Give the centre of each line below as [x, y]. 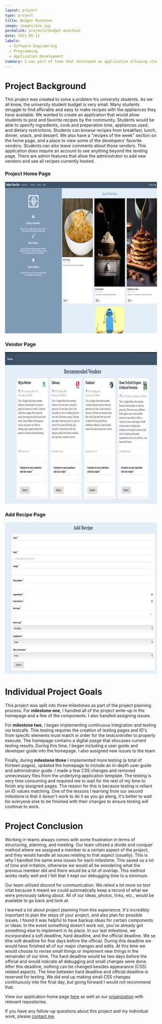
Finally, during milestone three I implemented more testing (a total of [74, 760]
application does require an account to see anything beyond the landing [76, 151]
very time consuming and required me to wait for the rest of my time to [75, 781]
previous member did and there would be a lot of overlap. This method [75, 871]
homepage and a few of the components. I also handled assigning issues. [78, 716]
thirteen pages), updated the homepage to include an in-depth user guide [78, 766]
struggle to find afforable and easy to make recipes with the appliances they [81, 110]
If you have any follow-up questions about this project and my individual [77, 1011]
